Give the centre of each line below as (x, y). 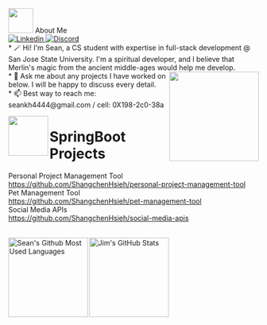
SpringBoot (88, 137)
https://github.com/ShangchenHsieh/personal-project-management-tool (127, 184)
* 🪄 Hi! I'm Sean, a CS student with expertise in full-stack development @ (129, 48)
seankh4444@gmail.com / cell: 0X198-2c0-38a (86, 105)
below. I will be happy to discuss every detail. (82, 84)
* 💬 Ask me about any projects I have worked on (87, 76)
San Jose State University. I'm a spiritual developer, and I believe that (121, 59)
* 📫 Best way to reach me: (52, 93)
